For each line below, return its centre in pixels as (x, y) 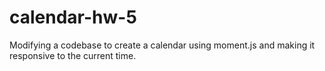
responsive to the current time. (73, 55)
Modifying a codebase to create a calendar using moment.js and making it (162, 45)
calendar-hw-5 (73, 17)
